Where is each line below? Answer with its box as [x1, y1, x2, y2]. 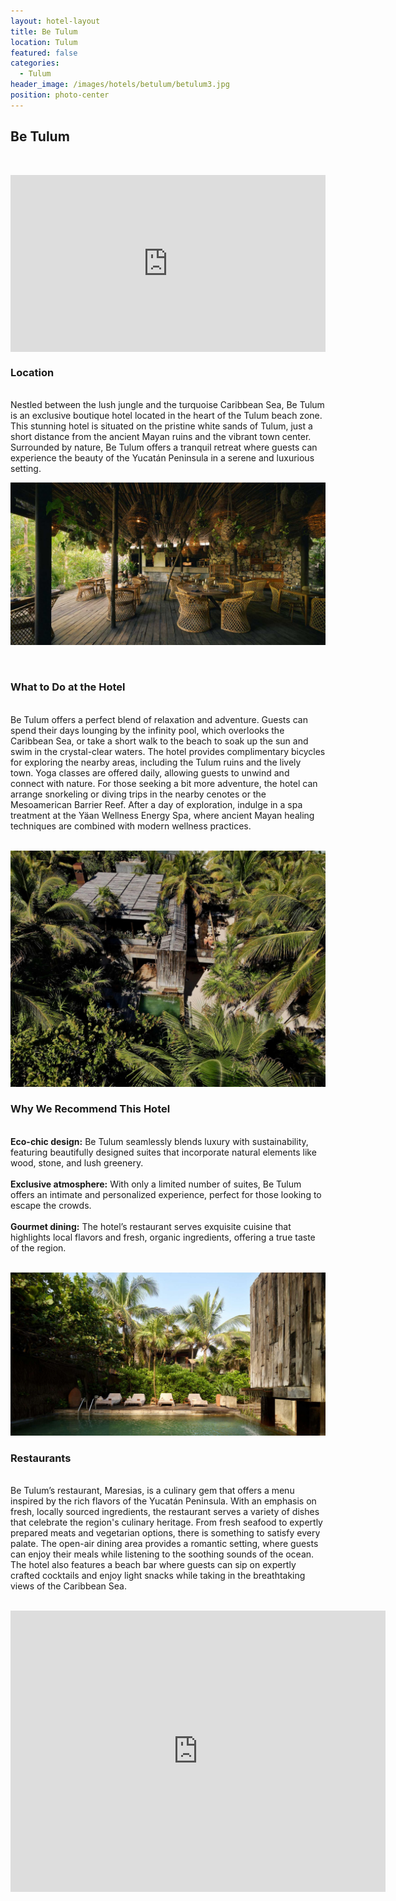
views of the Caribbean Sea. [10, 1580, 127, 1592]
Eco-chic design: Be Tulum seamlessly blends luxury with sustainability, [10, 1135, 309, 1147]
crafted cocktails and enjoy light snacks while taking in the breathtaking [10, 1569, 306, 1581]
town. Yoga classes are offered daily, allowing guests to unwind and [10, 766, 290, 779]
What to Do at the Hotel [10, 680, 126, 694]
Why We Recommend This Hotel [10, 1102, 171, 1116]
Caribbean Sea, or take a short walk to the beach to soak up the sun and [10, 735, 309, 747]
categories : [10, 58, 60, 69]
